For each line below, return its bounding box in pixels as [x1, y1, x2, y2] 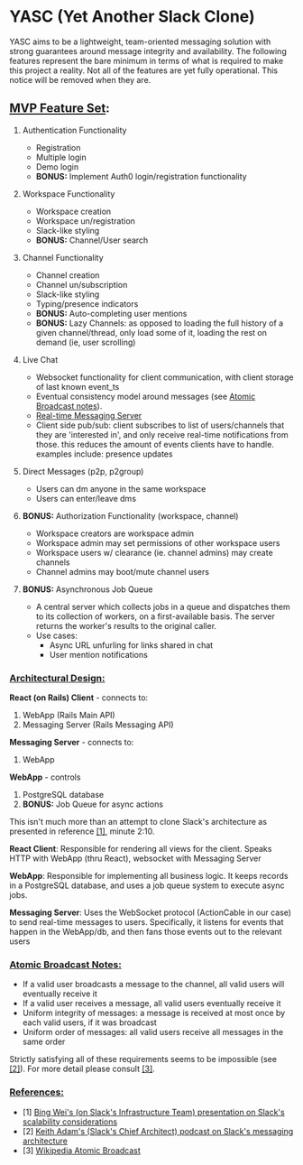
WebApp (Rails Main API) [22, 710, 115, 721]
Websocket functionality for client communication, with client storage [35, 372, 294, 383]
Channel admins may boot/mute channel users [35, 566, 210, 577]
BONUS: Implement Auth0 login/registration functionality [35, 171, 247, 181]
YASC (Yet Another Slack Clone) [9, 6, 255, 27]
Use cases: [35, 630, 78, 641]
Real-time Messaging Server [35, 410, 142, 421]
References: [9, 1086, 65, 1098]
